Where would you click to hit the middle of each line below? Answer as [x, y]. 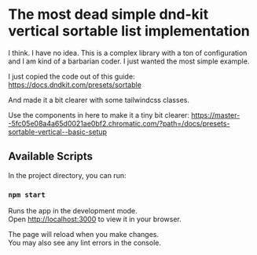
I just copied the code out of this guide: [72, 76]
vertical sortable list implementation [129, 31]
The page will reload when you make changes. [84, 235]
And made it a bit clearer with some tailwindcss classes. [99, 100]
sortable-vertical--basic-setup [58, 132]
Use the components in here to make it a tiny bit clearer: [99, 115]
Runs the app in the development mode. [73, 211]
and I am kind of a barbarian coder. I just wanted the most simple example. [129, 61]
